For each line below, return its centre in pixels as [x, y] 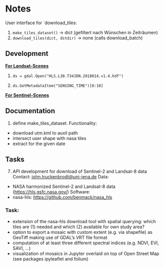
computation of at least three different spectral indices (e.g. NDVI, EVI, [86, 243]
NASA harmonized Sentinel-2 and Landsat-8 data [64, 186]
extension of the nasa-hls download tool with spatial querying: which [84, 221]
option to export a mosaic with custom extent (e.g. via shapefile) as [83, 232]
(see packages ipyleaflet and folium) [50, 259]
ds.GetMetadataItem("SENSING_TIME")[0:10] [58, 86]
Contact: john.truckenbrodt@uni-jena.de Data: [61, 177]
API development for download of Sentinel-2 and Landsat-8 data [80, 171]
